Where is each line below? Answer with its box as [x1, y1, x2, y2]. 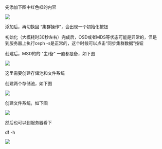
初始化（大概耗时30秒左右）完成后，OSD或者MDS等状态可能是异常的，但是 [5, 34, 157, 40]
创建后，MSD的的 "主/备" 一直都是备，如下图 [5, 51, 95, 56]
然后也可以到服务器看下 [5, 120, 52, 126]
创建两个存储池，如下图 [5, 81, 52, 86]
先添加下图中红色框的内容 [5, 4, 56, 10]
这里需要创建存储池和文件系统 [5, 70, 65, 76]
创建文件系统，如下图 [5, 100, 48, 106]
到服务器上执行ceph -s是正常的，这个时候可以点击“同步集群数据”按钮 [5, 41, 144, 46]
